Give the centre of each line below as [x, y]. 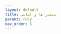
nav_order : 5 [19, 24]
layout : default [22, 10]
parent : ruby [19, 19]
